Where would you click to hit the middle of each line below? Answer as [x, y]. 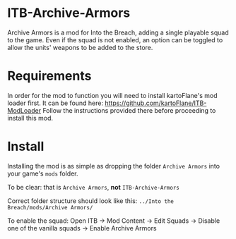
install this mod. [30, 118]
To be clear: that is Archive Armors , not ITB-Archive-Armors [94, 187]
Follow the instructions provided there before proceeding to [129, 110]
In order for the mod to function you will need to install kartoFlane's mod [112, 95]
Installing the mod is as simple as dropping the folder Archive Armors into [114, 166]
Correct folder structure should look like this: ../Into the [91, 201]
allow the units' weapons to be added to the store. [80, 47]
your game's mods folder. [43, 173]
